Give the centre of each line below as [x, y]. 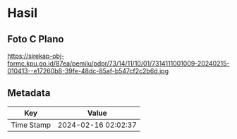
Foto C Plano [36, 39]
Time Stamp [31, 125]
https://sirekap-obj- [36, 56]
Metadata [29, 93]
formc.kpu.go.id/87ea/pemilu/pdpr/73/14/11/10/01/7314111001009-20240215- [119, 64]
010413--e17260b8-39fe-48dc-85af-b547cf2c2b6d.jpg [88, 71]
